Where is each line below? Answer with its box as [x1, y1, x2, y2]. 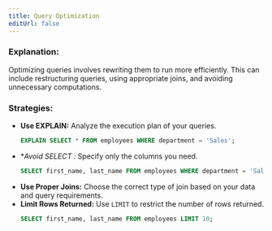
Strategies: [8, 102, 54, 114]
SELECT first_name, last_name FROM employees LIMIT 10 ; [19, 215, 214, 223]
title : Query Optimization [8, 11, 100, 20]
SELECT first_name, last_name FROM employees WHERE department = [19, 167, 246, 175]
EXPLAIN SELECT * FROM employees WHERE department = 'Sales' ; [19, 137, 235, 145]
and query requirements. [19, 190, 103, 200]
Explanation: [8, 46, 59, 58]
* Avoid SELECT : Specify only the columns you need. [19, 151, 198, 161]
